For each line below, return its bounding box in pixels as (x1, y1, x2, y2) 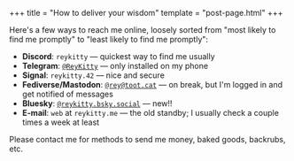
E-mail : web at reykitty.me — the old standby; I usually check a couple (21, 108, 279, 118)
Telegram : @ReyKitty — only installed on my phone (21, 61, 209, 71)
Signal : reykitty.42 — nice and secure (21, 70, 166, 80)
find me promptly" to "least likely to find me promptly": (9, 34, 209, 44)
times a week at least (21, 117, 100, 127)
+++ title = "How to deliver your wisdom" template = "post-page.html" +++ (9, 8, 283, 18)
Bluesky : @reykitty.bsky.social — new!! (21, 98, 173, 109)
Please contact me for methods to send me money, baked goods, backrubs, (9, 134, 286, 144)
